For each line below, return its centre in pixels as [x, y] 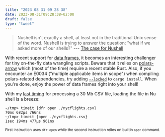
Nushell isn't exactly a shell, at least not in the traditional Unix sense [87, 38]
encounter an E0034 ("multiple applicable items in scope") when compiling [82, 74]
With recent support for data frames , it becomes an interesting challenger [81, 58]
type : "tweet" [20, 24]
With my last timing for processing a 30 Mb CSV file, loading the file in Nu [81, 94]
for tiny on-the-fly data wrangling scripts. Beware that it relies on [72, 63]
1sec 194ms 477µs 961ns [30, 121]
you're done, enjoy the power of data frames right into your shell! [72, 84]
